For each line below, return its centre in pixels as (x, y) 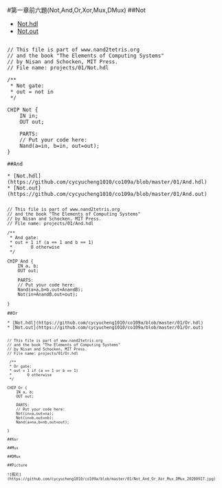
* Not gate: (27, 86)
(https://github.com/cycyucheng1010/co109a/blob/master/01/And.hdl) (107, 182)
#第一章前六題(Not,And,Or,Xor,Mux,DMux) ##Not (77, 10)
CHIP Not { (23, 110)
